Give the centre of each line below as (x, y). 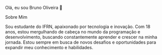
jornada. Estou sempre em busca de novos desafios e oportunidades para (81, 42)
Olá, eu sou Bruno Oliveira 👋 (34, 8)
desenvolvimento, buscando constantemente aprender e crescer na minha (81, 37)
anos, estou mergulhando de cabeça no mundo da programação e (73, 32)
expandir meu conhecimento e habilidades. (49, 47)
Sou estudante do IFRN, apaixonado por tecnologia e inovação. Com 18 (78, 27)
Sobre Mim (16, 17)
